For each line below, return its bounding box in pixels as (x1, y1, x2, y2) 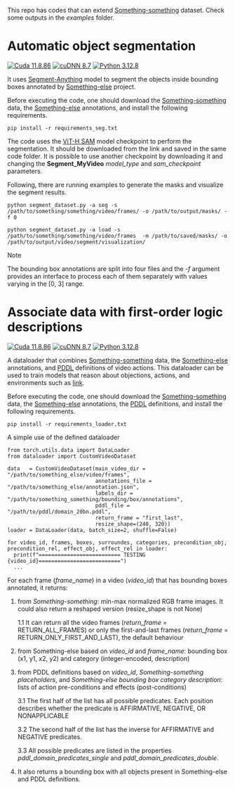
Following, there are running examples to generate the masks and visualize (7, 180, 224, 189)
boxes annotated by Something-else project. (7, 82, 136, 91)
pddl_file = (95, 502, 130, 509)
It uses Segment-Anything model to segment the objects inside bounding (7, 75, 219, 83)
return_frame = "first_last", (95, 514, 184, 522)
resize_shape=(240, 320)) (95, 520, 171, 527)
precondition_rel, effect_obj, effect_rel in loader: (7, 545, 168, 552)
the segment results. (7, 188, 67, 196)
